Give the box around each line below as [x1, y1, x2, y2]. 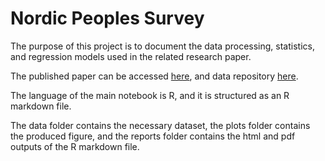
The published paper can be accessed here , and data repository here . [10, 70, 299, 82]
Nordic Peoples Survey [10, 7, 205, 30]
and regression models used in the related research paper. [10, 50, 252, 62]
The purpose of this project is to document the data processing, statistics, [10, 40, 315, 52]
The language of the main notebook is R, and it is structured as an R [10, 89, 290, 101]
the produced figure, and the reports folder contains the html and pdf [10, 130, 296, 142]
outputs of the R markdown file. [10, 140, 140, 152]
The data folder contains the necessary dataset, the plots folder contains [10, 119, 311, 131]
